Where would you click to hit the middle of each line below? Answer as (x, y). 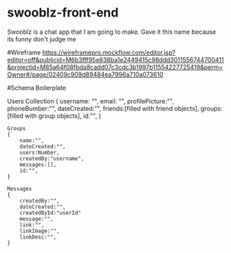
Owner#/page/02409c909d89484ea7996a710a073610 (85, 74)
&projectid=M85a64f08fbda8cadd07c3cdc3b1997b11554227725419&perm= (115, 67)
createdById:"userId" (50, 213)
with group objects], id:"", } (63, 116)
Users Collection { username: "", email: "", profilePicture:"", (90, 101)
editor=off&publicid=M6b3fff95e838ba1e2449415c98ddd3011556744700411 (115, 59)
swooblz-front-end (63, 13)
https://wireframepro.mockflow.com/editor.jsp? (109, 52)
